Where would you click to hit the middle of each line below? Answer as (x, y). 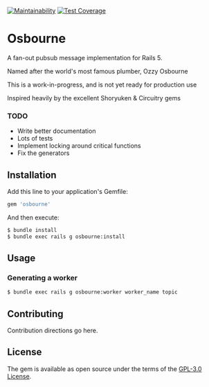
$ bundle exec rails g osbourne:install (66, 236)
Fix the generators (43, 153)
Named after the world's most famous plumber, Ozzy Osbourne (98, 71)
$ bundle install (32, 230)
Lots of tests (35, 138)
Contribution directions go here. (53, 331)
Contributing (35, 314)
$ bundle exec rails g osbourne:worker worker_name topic (92, 292)
